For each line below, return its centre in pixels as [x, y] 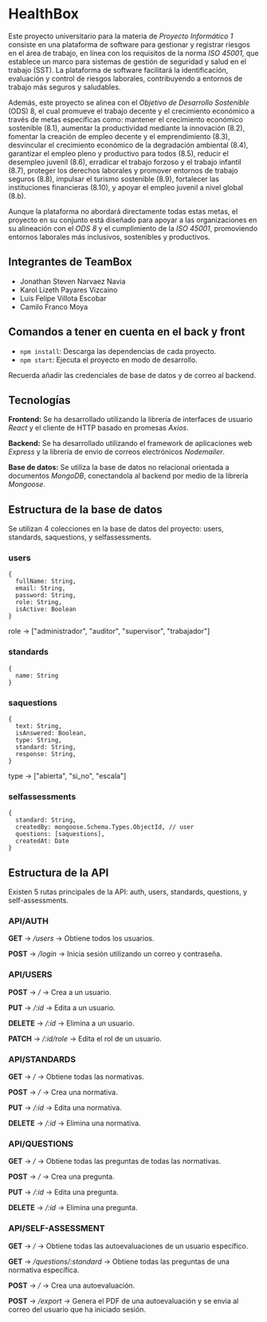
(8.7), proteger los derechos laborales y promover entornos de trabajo [123, 170]
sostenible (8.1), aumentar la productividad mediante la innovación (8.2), [127, 128]
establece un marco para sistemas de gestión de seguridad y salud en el [128, 62]
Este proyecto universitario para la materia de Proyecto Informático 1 [121, 36]
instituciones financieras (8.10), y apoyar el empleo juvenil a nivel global [126, 187]
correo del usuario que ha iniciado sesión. [77, 1309]
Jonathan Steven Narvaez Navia [73, 281]
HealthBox [44, 14]
